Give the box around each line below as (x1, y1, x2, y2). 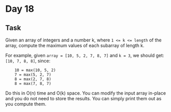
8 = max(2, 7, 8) (14, 77, 52, 82)
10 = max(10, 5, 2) (14, 68, 56, 73)
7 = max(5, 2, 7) (14, 72, 52, 77)
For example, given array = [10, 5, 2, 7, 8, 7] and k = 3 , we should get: (5, 52, 164, 58)
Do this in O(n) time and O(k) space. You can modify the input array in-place (5, 90, 166, 96)
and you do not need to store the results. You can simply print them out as (5, 96, 162, 101)
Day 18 (5, 3, 34, 15)
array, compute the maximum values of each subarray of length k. (5, 42, 145, 49)
